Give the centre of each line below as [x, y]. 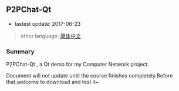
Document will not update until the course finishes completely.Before [89, 76]
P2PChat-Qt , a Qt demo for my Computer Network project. [78, 65]
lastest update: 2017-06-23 [48, 23]
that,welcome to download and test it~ [53, 82]
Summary [21, 51]
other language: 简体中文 [50, 36]
